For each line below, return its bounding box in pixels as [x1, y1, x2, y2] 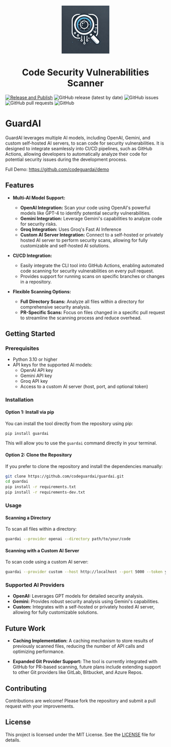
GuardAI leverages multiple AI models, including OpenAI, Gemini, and [5, 134, 151, 141]
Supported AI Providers [5, 581, 65, 589]
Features [5, 181, 34, 190]
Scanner [67, 78, 104, 89]
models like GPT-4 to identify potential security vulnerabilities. [20, 210, 151, 216]
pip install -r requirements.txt [5, 484, 76, 489]
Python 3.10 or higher [12, 356, 58, 363]
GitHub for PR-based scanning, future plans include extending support [12, 664, 161, 670]
